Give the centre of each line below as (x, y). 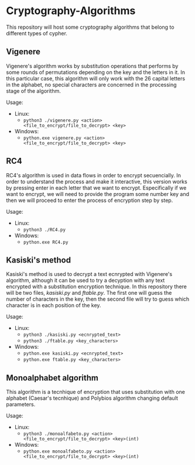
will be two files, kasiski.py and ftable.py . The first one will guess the (89, 293)
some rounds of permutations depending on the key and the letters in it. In (96, 72)
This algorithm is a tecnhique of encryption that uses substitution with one (96, 392)
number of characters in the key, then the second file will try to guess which (98, 299)
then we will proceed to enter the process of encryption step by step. (90, 200)
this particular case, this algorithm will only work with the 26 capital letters (96, 78)
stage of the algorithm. (34, 91)
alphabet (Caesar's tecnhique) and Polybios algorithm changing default (92, 398)
